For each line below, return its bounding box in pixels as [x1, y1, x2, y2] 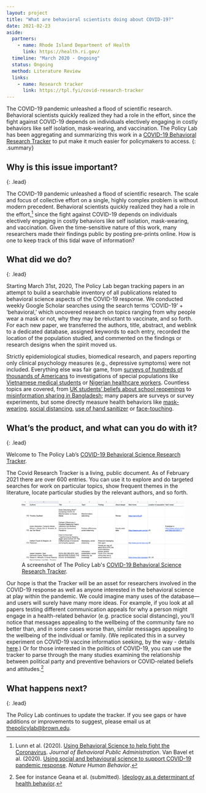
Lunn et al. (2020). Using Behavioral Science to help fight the [15, 742, 170, 749]
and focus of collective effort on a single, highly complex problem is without [6, 196, 198, 203]
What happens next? [6, 683, 88, 694]
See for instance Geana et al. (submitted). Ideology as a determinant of [15, 773, 195, 781]
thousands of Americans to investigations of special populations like [6, 373, 179, 380]
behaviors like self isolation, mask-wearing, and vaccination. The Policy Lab [6, 124, 198, 132]
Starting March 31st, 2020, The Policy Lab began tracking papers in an [6, 283, 185, 290]
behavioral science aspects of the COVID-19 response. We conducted [6, 295, 183, 303]
